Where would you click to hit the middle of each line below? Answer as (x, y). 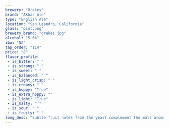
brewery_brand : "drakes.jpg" (36, 33)
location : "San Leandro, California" (45, 24)
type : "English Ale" (27, 19)
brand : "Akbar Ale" (26, 15)
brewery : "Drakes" (24, 10)
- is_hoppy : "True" (28, 89)
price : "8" (17, 52)
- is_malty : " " (24, 104)
